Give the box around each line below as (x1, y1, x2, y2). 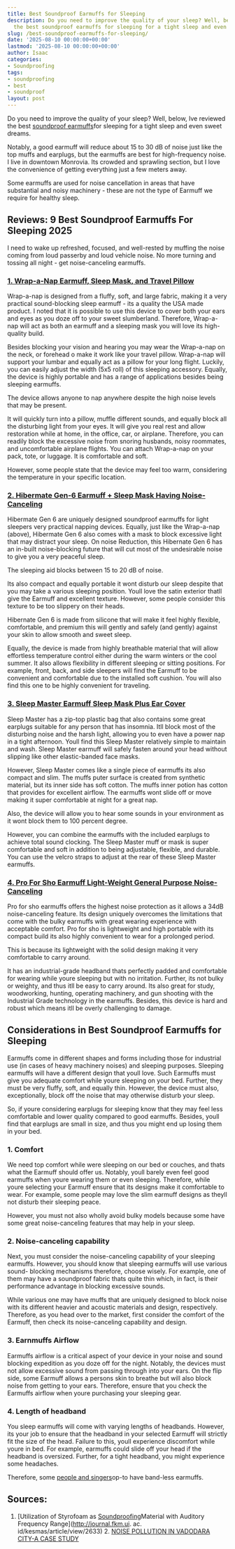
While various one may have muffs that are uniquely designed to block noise (7, 1296, 227, 1304)
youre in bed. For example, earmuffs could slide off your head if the (7, 1444, 201, 1453)
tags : (7, 69, 23, 76)
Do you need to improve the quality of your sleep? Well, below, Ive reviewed (7, 114, 226, 123)
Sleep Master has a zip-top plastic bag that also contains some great (7, 715, 206, 723)
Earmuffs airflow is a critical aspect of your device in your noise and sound (7, 1351, 223, 1360)
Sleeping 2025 (7, 225, 73, 237)
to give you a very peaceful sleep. (7, 552, 105, 561)
